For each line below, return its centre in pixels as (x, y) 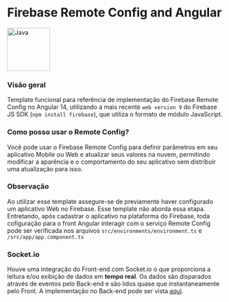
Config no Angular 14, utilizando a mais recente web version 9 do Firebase (112, 107)
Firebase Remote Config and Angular (114, 13)
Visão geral (26, 85)
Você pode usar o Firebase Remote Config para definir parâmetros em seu (112, 147)
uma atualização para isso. (45, 168)
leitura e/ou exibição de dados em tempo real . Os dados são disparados (109, 277)
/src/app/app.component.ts (46, 237)
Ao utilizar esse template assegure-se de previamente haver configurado (110, 201)
